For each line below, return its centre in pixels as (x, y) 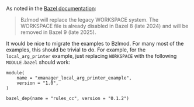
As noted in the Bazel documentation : (51, 8)
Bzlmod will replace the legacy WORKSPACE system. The (89, 20)
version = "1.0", (38, 83)
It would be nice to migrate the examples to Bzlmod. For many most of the (95, 44)
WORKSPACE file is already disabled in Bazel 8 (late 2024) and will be (104, 26)
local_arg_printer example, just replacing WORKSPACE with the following (91, 56)
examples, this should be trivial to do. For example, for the (76, 50)
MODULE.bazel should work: (38, 62)
